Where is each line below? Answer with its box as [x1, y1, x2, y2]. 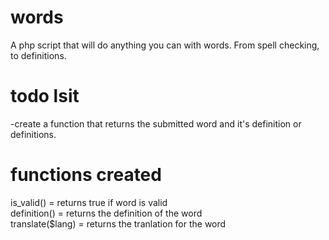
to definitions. [10, 49, 67, 61]
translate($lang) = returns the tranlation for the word [10, 217, 227, 230]
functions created [10, 164, 162, 186]
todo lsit [10, 85, 80, 108]
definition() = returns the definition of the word [10, 207, 203, 219]
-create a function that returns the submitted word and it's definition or [10, 117, 302, 130]
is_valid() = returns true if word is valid [10, 196, 168, 208]
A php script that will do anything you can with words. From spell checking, [10, 39, 320, 51]
